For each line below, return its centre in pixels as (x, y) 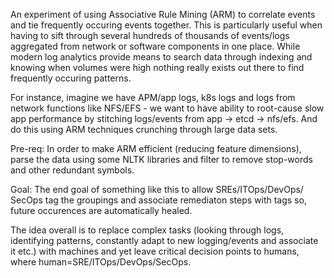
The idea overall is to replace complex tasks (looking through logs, (147, 230)
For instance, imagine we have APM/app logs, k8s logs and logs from (153, 97)
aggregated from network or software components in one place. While (155, 46)
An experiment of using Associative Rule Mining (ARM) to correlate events (163, 14)
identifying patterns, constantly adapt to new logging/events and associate (164, 240)
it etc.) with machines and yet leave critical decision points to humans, (155, 251)
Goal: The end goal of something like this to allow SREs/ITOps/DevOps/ (157, 189)
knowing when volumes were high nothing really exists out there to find (157, 67)
